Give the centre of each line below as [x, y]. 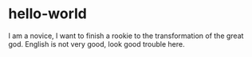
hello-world [48, 14]
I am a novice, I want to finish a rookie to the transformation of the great [126, 36]
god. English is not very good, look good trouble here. [96, 44]
